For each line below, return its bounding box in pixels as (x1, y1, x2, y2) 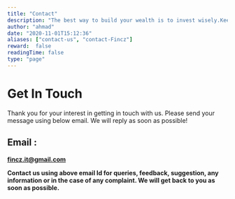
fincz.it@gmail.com (7, 155, 66, 163)
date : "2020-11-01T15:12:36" (7, 29, 92, 37)
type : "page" (7, 56, 45, 63)
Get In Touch (7, 85, 83, 101)
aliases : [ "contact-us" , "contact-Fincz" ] (7, 36, 133, 43)
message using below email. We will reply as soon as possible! (7, 116, 188, 124)
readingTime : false (7, 50, 64, 57)
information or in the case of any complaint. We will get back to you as (7, 176, 215, 184)
